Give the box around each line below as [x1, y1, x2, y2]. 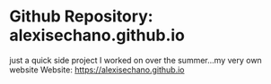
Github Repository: [9, 6, 154, 27]
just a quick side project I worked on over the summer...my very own [9, 55, 262, 65]
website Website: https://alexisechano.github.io [9, 64, 185, 75]
